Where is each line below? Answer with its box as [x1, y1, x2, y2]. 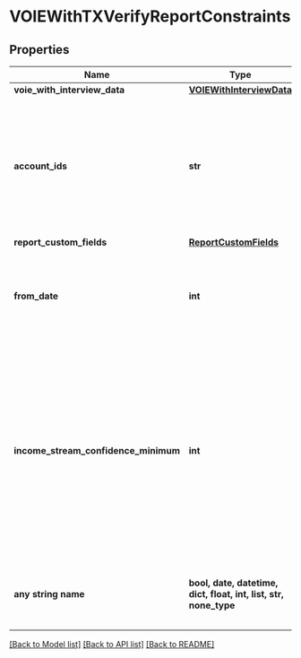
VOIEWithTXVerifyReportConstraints [9, 6, 291, 27]
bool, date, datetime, [188, 576, 279, 589]
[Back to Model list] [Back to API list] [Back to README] [9, 639, 215, 649]
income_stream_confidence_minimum [13, 445, 181, 456]
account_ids [13, 160, 67, 172]
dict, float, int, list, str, [188, 588, 284, 600]
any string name [13, 588, 85, 600]
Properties [9, 42, 70, 57]
